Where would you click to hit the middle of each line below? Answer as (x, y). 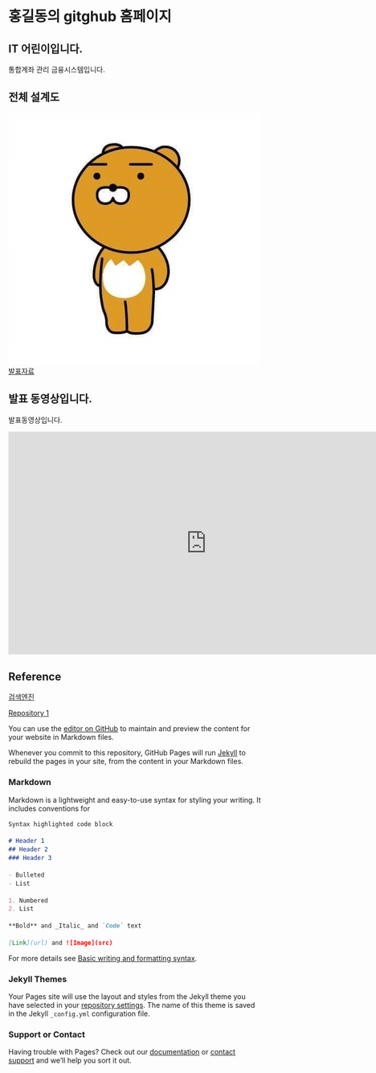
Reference (35, 677)
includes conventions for (49, 808)
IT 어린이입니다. (45, 49)
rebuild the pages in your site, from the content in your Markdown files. (126, 762)
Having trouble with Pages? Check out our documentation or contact (122, 1052)
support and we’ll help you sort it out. (70, 1061)
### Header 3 (30, 858)
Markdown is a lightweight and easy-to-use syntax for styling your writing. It (135, 800)
